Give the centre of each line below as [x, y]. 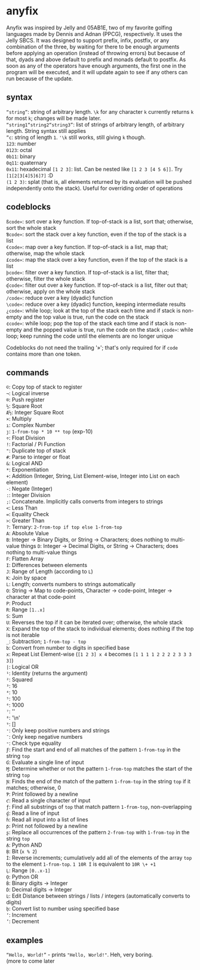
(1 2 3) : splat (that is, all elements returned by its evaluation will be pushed [99, 181]
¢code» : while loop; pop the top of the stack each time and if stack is [90, 323]
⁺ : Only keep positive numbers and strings [58, 730]
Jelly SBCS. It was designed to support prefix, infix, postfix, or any [88, 40]
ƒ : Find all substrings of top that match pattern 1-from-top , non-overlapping [99, 807]
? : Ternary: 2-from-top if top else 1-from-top [64, 527]
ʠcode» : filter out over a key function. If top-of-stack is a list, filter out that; [97, 285]
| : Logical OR [22, 667]
